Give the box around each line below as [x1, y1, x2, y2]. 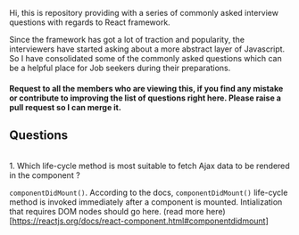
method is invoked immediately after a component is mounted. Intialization [9, 197, 283, 207]
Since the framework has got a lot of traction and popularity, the [9, 35, 245, 45]
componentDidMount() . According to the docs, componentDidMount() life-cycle [9, 187, 288, 199]
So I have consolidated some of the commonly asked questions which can [9, 53, 283, 63]
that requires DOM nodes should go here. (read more [9, 207, 204, 217]
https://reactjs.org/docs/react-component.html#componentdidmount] [12, 215, 270, 226]
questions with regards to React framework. [9, 17, 171, 28]
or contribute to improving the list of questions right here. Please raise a [9, 93, 281, 103]
